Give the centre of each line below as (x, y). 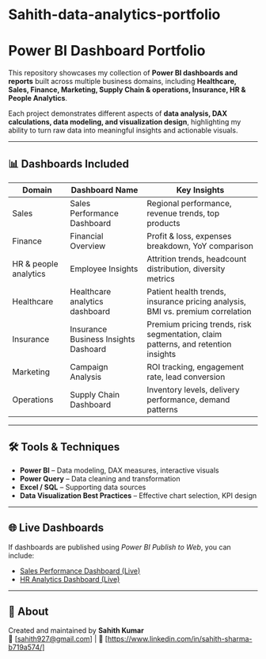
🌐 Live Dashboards (56, 528)
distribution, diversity (186, 269)
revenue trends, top (183, 213)
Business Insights (103, 339)
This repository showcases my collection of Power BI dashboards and (123, 73)
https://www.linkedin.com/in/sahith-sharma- (180, 639)
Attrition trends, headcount (197, 259)
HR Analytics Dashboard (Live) (70, 579)
